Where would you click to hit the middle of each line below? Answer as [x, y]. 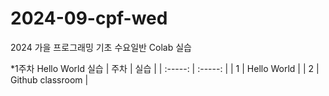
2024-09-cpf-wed [89, 18]
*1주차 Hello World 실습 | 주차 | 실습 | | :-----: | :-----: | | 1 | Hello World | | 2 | [165, 68]
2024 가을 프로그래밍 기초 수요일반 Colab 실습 [101, 47]
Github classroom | [49, 79]
